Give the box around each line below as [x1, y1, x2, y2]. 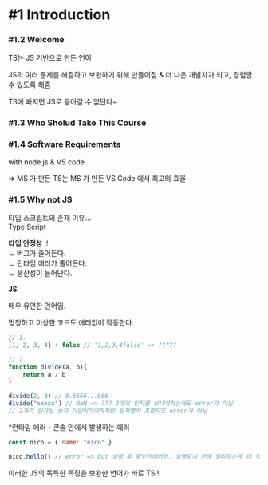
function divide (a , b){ [8, 363, 88, 371]
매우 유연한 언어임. [8, 301, 66, 310]
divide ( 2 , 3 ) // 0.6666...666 [8, 392, 109, 400]
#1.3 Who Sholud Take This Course [8, 117, 147, 128]
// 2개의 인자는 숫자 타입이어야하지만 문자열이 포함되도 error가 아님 [8, 407, 207, 415]
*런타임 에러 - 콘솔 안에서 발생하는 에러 [8, 422, 130, 432]
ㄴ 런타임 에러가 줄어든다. [8, 258, 88, 268]
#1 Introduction [8, 6, 111, 24]
